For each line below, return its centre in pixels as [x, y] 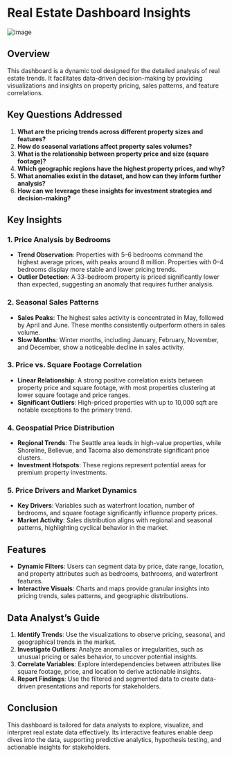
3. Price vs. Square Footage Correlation [74, 365]
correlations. [25, 92]
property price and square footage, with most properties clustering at [116, 387]
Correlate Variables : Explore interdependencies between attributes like [119, 664]
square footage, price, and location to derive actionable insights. [109, 672]
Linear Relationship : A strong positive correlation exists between [110, 380]
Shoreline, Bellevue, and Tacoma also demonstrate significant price [113, 451]
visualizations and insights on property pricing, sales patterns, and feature [113, 86]
